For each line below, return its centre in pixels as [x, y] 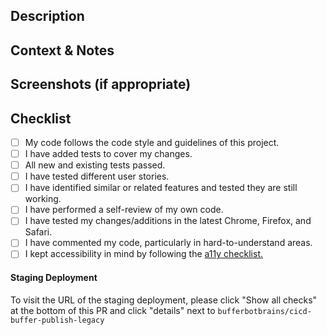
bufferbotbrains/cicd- [264, 311]
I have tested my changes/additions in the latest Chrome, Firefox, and [168, 221]
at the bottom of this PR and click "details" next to [113, 310]
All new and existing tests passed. [95, 165]
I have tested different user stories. [97, 176]
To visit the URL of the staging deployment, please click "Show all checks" [164, 300]
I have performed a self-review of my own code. [124, 210]
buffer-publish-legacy [57, 320]
